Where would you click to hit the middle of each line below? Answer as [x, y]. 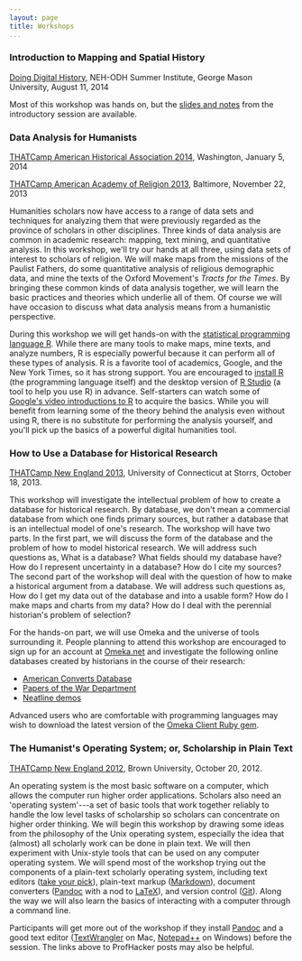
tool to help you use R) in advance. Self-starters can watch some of [135, 392]
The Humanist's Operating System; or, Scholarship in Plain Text [151, 748]
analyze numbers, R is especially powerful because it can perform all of [142, 354]
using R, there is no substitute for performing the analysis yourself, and [141, 420]
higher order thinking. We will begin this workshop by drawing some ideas [147, 824]
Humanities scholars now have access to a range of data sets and [132, 211]
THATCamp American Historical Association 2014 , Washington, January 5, [147, 157]
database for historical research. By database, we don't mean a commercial [150, 510]
